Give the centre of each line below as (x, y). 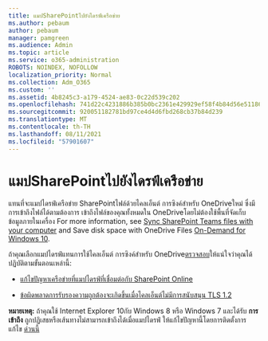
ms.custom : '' (32, 90)
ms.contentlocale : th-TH (49, 127)
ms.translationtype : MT (48, 120)
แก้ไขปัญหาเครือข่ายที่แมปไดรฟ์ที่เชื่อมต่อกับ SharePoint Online (106, 279)
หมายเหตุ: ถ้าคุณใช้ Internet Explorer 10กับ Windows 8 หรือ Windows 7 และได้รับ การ (134, 311)
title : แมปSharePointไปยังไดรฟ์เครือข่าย (64, 16)
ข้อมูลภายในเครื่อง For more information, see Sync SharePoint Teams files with (131, 221)
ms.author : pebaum (39, 23)
